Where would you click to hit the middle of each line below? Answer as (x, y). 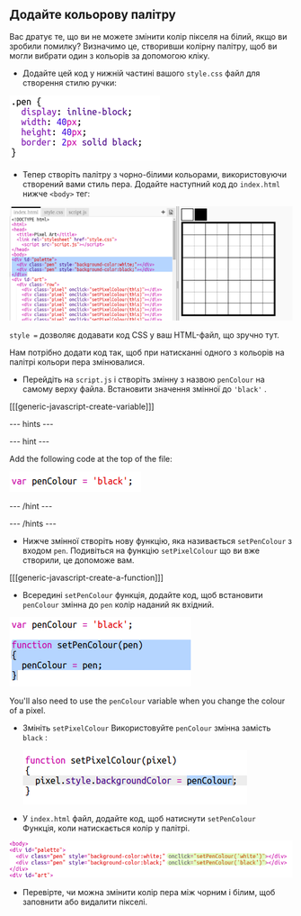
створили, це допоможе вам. (78, 560)
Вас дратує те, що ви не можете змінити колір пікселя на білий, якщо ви (148, 36)
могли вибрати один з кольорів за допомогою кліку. (110, 55)
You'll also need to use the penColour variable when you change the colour (147, 701)
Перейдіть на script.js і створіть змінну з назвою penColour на (143, 380)
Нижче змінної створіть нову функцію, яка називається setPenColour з (157, 541)
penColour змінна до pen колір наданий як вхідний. (118, 605)
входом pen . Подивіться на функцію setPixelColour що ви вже (141, 551)
